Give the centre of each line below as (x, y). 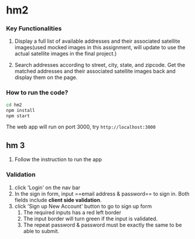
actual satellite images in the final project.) (66, 54)
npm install (20, 110)
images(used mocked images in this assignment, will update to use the (100, 47)
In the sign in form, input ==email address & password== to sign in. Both (102, 193)
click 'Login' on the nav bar (47, 187)
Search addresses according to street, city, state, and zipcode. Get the (100, 65)
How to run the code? (37, 93)
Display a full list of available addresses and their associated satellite (97, 41)
